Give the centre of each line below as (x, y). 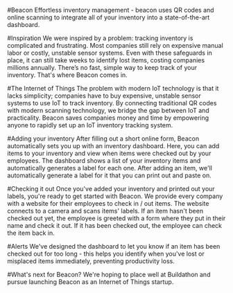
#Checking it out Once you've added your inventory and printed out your (111, 189)
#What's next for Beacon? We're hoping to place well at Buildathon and (109, 274)
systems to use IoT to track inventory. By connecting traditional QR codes (112, 103)
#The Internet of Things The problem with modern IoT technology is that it (113, 88)
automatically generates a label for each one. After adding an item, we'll (110, 168)
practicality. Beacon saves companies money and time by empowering (108, 118)
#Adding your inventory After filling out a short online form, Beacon (103, 139)
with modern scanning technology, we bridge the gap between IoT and (108, 110)
